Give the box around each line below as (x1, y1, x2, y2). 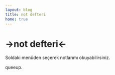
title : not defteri (5, 12, 46, 17)
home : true (5, 16, 28, 21)
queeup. (5, 64, 23, 70)
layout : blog (5, 7, 33, 12)
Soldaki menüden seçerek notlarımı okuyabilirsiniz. (5, 54, 110, 60)
